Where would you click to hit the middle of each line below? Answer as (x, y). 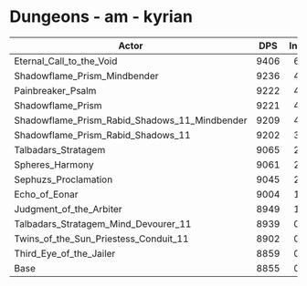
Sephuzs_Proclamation (64, 179)
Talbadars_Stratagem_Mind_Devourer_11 (103, 223)
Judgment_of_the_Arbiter (68, 209)
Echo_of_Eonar (46, 194)
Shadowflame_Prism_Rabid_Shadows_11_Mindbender (131, 120)
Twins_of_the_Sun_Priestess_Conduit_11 (101, 239)
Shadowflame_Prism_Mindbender (86, 76)
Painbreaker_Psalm (55, 90)
